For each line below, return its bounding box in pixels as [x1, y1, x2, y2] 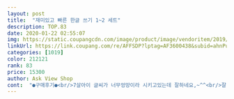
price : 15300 [7, 68, 45, 75]
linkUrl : [7, 43, 33, 49]
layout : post [7, 10, 45, 17]
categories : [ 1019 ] [7, 49, 64, 56]
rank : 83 [7, 62, 33, 69]
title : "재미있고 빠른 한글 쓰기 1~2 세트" [7, 17, 121, 24]
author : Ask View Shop [7, 75, 73, 82]
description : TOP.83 [7, 23, 68, 30]
